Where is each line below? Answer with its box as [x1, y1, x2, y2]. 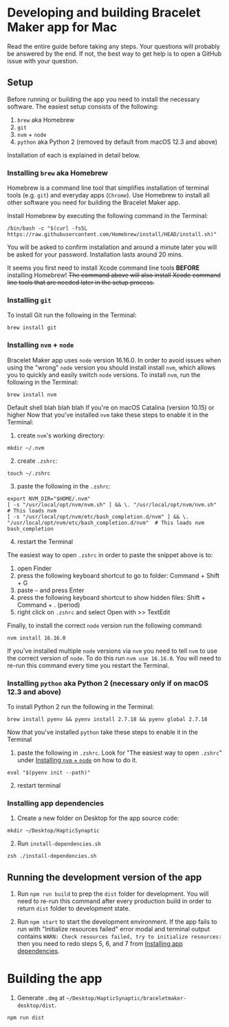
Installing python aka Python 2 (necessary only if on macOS [7, 678, 208, 688]
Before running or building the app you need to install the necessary [7, 95, 200, 103]
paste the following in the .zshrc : [17, 482, 111, 490]
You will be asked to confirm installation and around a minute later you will [7, 243, 217, 252]
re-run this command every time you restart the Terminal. [7, 661, 170, 669]
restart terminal [17, 781, 61, 789]
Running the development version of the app [7, 872, 202, 883]
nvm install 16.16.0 [7, 634, 67, 641]
